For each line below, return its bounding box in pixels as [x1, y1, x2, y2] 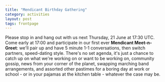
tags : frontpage [5, 21, 39, 26]
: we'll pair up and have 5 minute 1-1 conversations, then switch [16, 45, 146, 51]
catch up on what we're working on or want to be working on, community [5, 55, 155, 62]
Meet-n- [134, 40, 152, 46]
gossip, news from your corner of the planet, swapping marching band [5, 61, 149, 67]
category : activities [5, 12, 50, 17]
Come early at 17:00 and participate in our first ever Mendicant [5, 40, 134, 46]
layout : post [5, 16, 32, 21]
